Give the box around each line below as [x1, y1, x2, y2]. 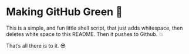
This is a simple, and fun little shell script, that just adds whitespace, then [6, 24, 183, 31]
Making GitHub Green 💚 [6, 5, 123, 19]
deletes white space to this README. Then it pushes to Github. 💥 [6, 30, 164, 37]
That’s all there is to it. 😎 [6, 42, 66, 49]
